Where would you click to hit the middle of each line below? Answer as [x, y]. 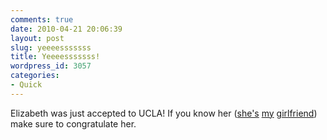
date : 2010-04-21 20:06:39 [66, 29]
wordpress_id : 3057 [51, 66]
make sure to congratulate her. [73, 123]
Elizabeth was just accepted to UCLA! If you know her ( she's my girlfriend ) [164, 113]
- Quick [26, 85]
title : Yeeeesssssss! [55, 57]
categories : [35, 76]
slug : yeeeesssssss [51, 47]
